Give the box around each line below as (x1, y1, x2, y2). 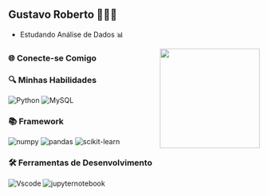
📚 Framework (8, 116, 64, 127)
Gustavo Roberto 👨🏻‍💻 (8, 8, 118, 22)
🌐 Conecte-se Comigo (8, 53, 97, 64)
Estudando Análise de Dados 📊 (19, 29, 124, 39)
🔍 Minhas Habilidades (8, 74, 97, 85)
